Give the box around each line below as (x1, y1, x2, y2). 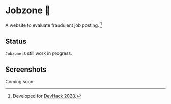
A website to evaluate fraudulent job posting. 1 (5, 21, 102, 28)
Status (5, 37, 27, 45)
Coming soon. (5, 79, 35, 85)
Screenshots (5, 65, 47, 74)
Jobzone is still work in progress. (5, 50, 72, 56)
